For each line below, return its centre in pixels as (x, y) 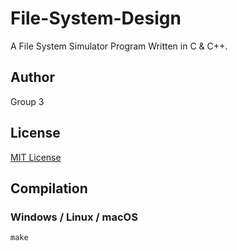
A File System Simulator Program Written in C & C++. (119, 46)
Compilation (49, 188)
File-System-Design (96, 18)
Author (32, 77)
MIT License (36, 157)
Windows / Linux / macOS (74, 217)
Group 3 (27, 101)
